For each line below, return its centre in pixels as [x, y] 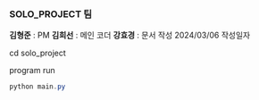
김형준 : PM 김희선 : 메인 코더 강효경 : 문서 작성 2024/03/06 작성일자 [130, 35]
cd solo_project [38, 53]
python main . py [38, 87]
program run [32, 71]
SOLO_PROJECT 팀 [50, 13]
